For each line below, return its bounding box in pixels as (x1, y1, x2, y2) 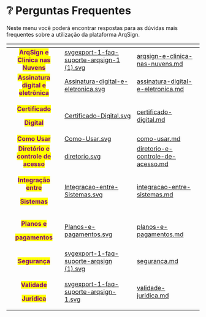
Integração (17, 176, 50, 184)
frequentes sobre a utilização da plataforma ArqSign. (6, 31, 140, 38)
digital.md (137, 115, 166, 124)
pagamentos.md (137, 230, 184, 239)
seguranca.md (137, 256, 179, 265)
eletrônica (18, 88, 49, 97)
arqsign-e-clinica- (137, 51, 193, 60)
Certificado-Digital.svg (64, 111, 131, 120)
